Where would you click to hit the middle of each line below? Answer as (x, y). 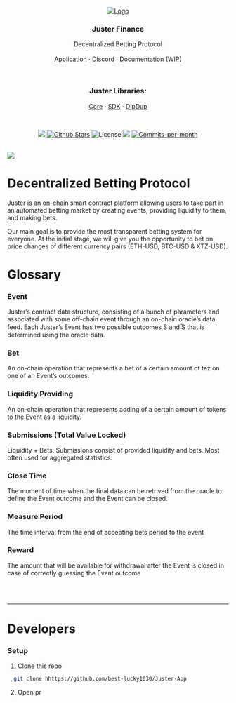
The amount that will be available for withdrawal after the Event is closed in (116, 565)
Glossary (34, 274)
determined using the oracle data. (56, 335)
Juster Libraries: (118, 91)
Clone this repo (39, 666)
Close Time (27, 476)
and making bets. (32, 217)
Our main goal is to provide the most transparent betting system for (105, 231)
